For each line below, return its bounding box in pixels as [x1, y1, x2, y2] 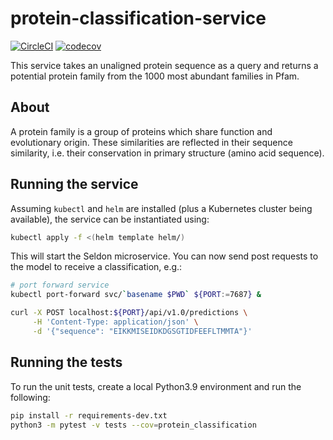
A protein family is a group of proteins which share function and [10, 125, 273, 137]
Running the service [10, 176, 139, 193]
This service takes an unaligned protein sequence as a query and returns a [10, 59, 319, 71]
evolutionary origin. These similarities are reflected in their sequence [10, 136, 293, 148]
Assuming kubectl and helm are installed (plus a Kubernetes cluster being [10, 202, 313, 214]
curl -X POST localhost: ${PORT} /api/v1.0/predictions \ [10, 308, 248, 318]
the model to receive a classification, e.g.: [10, 261, 183, 273]
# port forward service [10, 280, 110, 291]
